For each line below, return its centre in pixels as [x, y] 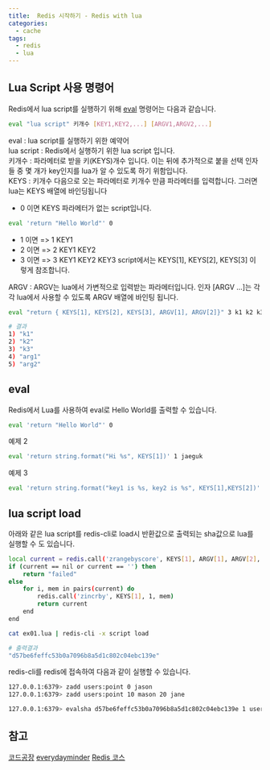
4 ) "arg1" [25, 356]
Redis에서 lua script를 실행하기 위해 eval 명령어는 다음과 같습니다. [112, 109]
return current [63, 604]
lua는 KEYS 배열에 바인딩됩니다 [58, 191]
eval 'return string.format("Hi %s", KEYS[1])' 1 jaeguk [106, 457]
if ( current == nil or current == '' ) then [82, 566]
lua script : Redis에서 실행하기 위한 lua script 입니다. [92, 151]
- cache [29, 31]
